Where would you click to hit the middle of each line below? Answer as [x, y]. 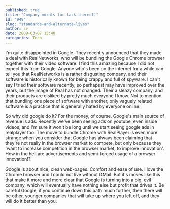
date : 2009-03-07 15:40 [30, 33]
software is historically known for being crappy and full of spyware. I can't [83, 79]
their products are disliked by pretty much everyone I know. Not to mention [83, 95]
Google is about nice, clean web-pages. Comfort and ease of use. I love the [84, 169]
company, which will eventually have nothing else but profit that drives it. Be [85, 185]
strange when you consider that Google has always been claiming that [79, 138]
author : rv [17, 29]
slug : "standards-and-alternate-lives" [47, 24]
